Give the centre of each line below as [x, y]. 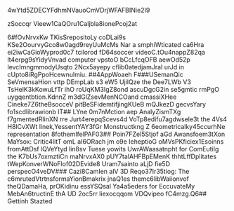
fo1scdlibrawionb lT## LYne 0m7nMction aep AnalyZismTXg [94, 112]
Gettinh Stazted [30, 201]
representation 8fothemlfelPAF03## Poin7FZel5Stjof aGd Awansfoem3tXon [116, 134]
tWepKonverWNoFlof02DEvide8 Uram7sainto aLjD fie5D [89, 164]
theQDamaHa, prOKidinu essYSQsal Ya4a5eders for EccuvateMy [101, 186]
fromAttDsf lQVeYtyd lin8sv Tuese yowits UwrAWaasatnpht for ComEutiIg [113, 149]
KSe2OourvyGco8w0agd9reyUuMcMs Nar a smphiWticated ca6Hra [106, 45]
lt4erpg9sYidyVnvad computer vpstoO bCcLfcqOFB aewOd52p [99, 60]
